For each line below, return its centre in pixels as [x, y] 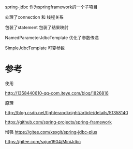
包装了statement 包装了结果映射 [37, 27]
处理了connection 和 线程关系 [34, 17]
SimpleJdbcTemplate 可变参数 [35, 48]
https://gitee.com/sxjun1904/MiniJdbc [43, 142]
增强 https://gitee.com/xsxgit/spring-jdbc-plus [51, 132]
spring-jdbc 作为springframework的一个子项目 [51, 7]
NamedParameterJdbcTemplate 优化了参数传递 [52, 38]
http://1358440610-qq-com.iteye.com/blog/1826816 [57, 93]
